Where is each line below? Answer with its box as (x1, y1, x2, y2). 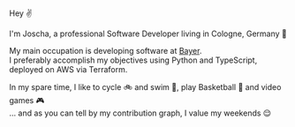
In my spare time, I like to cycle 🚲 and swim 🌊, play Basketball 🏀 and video (9, 82, 282, 92)
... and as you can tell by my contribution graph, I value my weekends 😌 (9, 108, 272, 118)
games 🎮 (9, 95, 45, 105)
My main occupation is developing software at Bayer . (9, 46, 202, 56)
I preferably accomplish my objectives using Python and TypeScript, (9, 55, 258, 65)
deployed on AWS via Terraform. (9, 64, 128, 74)
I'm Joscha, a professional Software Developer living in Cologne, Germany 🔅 (9, 28, 287, 39)
